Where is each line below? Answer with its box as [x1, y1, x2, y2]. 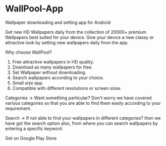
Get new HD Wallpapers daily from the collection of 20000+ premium [5, 29, 147, 35]
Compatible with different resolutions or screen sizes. [12, 85, 122, 91]
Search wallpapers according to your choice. [12, 74, 104, 80]
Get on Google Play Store [5, 135, 57, 141]
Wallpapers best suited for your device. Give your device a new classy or [5, 34, 154, 40]
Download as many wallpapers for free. [12, 64, 93, 70]
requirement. [5, 105, 31, 111]
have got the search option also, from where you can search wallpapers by [5, 120, 158, 126]
